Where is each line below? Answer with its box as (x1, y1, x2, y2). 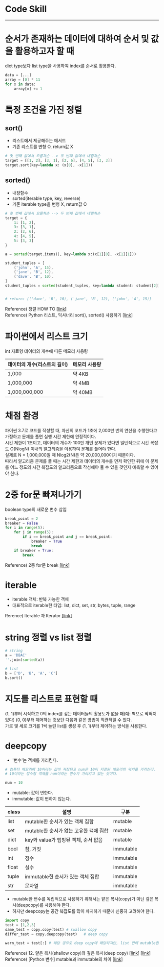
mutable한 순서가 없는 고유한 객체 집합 (24, 827, 109, 834)
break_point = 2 (5, 516, 38, 521)
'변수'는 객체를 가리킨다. (12, 757, 58, 763)
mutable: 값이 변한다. (12, 790, 54, 796)
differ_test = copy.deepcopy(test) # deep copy (5, 932, 108, 937)
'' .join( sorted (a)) (5, 657, 45, 662)
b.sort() (5, 675, 23, 680)
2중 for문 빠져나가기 (5, 489, 82, 500)
